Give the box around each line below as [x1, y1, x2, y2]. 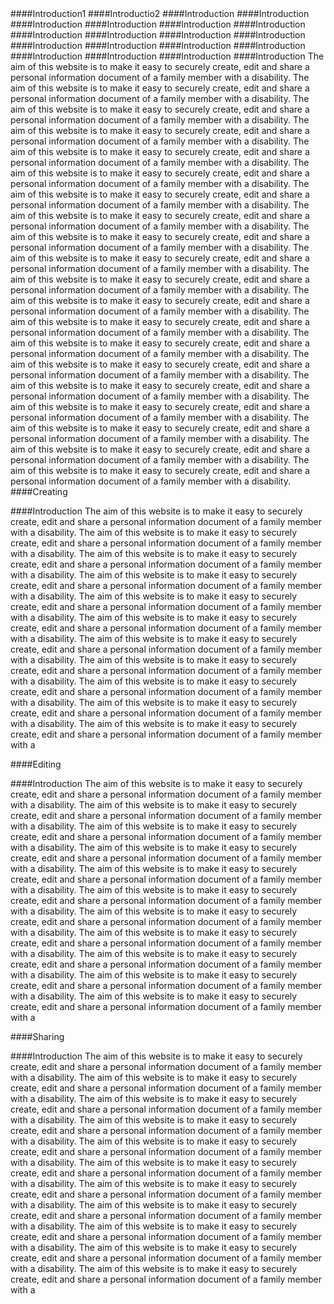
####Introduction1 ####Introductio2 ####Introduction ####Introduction [10, 8, 310, 19]
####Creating [10, 486, 68, 497]
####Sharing [10, 1031, 65, 1042]
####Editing [10, 758, 62, 770]
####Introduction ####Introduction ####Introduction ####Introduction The [10, 50, 325, 62]
